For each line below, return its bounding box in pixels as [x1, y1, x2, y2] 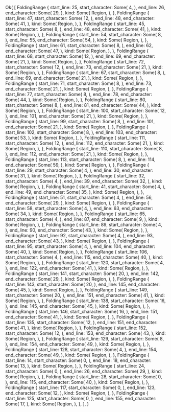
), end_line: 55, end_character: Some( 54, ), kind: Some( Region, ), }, [5, 37, 149, 43]
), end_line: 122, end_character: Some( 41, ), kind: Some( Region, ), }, [5, 265, 150, 271]
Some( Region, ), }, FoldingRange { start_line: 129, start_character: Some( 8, [5, 336, 164, 341]
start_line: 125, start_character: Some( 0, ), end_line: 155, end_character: [5, 396, 157, 401]
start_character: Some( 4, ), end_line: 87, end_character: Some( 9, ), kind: [5, 216, 159, 222]
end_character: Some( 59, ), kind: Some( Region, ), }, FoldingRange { [5, 162, 150, 168]
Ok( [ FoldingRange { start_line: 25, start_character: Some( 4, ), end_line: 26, [5, 5, 165, 10]
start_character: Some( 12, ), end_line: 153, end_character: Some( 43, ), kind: [5, 330, 166, 336]
